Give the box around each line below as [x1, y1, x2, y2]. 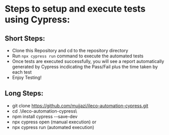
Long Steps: [5, 89, 44, 98]
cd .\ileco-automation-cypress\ [12, 108, 77, 114]
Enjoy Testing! [12, 75, 42, 80]
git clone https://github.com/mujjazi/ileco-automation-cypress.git [12, 103, 149, 109]
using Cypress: [5, 14, 70, 25]
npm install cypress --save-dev [12, 113, 78, 119]
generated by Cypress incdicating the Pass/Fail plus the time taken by [12, 64, 158, 70]
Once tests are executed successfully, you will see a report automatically [12, 58, 164, 64]
